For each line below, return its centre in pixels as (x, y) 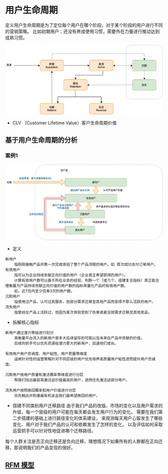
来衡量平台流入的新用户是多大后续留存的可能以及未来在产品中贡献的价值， (79, 338)
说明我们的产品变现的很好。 (47, 448)
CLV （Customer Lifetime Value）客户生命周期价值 (64, 123)
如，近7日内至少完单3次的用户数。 (44, 291)
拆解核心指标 (25, 322)
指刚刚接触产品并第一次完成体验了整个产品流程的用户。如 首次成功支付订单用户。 (86, 265)
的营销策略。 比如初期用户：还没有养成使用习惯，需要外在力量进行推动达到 (82, 31)
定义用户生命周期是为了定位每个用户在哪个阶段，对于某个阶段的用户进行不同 (84, 25)
